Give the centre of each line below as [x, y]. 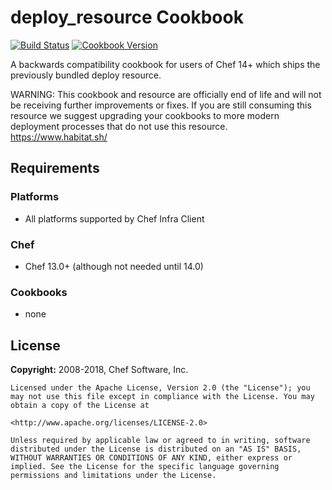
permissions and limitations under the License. [113, 476]
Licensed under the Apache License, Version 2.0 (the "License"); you [160, 388]
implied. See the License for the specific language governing [145, 467]
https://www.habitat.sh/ [59, 137]
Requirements [55, 168]
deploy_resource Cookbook [127, 17]
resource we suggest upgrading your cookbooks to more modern [145, 115]
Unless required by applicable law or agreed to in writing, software [160, 441]
